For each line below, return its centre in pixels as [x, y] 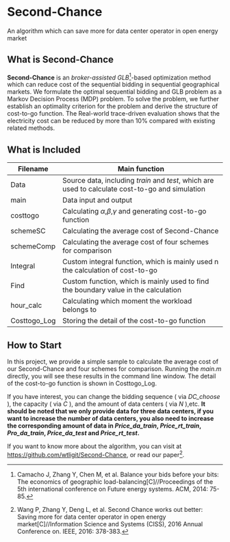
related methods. [31, 128]
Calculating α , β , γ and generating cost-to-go [135, 211]
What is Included [44, 150]
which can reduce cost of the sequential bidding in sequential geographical [113, 85]
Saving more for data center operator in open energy [91, 517]
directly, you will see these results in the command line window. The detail [112, 376]
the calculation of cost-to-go [110, 270]
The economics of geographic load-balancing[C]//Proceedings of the [115, 481]
